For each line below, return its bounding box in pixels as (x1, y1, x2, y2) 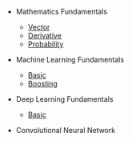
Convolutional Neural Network (15, 126, 116, 135)
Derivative (27, 31, 62, 40)
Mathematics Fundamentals (15, 7, 108, 16)
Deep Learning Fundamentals (15, 95, 114, 103)
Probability (27, 39, 64, 49)
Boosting (27, 79, 58, 88)
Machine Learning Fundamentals (15, 55, 125, 64)
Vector (27, 22, 50, 31)
